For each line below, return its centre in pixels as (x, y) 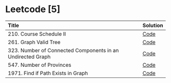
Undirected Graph (29, 57)
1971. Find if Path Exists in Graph (48, 73)
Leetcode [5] (33, 9)
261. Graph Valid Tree (34, 42)
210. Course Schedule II (37, 34)
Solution (153, 25)
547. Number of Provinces (39, 65)
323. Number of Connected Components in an (63, 50)
